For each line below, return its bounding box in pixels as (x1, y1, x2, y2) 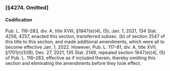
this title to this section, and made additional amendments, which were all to (5, 39, 165, 45)
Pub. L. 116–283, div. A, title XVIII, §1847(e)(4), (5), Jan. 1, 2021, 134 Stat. (5, 28, 157, 34)
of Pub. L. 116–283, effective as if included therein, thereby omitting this (5, 55, 156, 61)
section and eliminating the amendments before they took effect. (5, 60, 141, 66)
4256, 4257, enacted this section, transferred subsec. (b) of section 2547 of (5, 33, 165, 40)
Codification (5, 17, 32, 23)
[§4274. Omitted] (5, 4, 48, 11)
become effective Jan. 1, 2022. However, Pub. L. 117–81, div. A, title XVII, (5, 44, 157, 50)
